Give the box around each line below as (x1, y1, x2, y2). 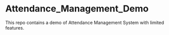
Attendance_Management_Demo (5, 3, 149, 14)
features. (5, 24, 25, 30)
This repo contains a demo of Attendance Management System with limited (5, 19, 164, 25)
